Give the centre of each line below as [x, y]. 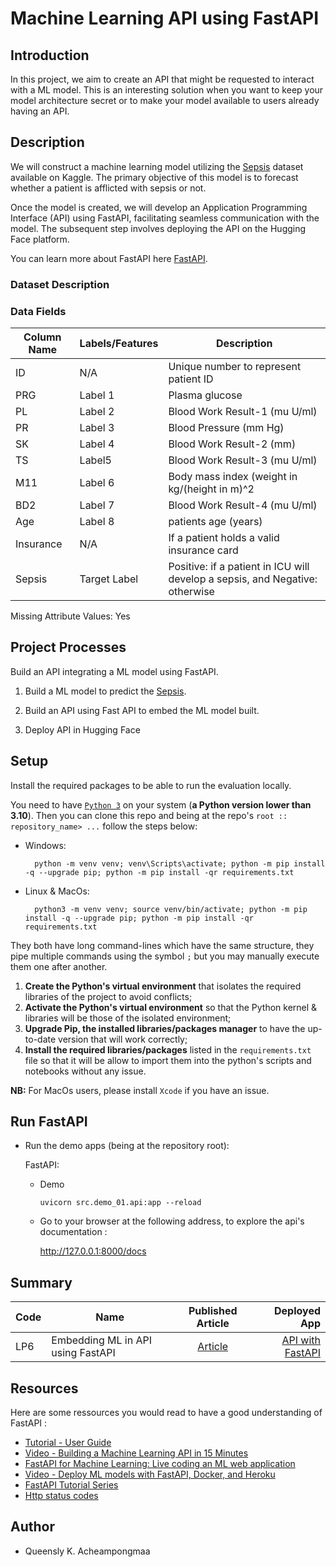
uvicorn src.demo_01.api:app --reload [120, 1203]
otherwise [191, 592]
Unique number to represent [235, 367]
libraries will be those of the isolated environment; [128, 1018]
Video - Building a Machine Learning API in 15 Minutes [136, 1453]
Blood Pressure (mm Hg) [226, 428]
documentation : [73, 1232]
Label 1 [97, 395]
